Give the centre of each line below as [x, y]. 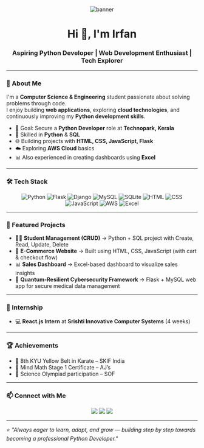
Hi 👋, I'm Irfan [102, 34]
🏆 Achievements [32, 345]
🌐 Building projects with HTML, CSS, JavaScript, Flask [84, 141]
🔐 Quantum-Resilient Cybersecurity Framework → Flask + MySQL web [106, 279]
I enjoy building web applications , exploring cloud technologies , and [93, 110]
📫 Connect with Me [36, 396]
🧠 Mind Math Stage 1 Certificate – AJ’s [63, 367]
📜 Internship [25, 307]
